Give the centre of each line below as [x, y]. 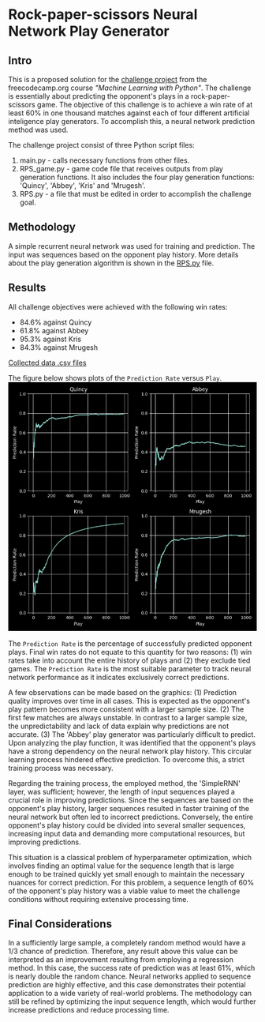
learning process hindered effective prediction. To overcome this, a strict [127, 759]
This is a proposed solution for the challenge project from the [108, 79]
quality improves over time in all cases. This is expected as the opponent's [129, 701]
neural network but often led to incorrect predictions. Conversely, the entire [131, 817]
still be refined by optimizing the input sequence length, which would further [132, 1001]
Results [27, 288]
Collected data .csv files [47, 363]
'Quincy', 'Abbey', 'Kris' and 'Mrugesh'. [82, 186]
